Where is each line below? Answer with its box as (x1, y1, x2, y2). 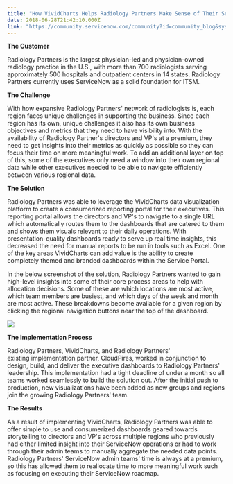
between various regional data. (7, 171, 96, 179)
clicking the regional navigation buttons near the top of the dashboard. (7, 306, 209, 316)
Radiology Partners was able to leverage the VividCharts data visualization (7, 198, 220, 206)
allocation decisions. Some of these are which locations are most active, (7, 285, 214, 293)
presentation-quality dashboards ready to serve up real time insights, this (7, 234, 217, 243)
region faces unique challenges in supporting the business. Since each (7, 112, 210, 120)
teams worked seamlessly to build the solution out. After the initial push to (7, 376, 218, 385)
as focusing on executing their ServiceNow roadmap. (7, 469, 159, 478)
